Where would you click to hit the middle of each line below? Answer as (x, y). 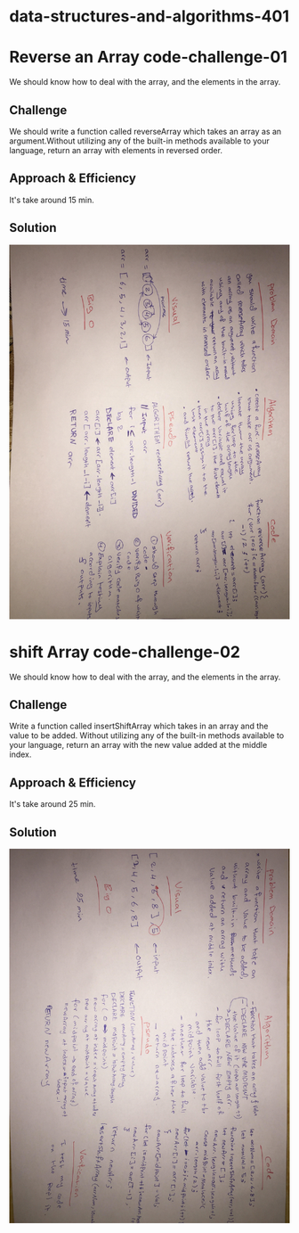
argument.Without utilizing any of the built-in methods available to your (139, 141)
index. (20, 754)
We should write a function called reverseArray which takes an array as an (145, 131)
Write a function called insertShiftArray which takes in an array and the (139, 726)
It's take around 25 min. (53, 804)
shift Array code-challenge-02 (125, 652)
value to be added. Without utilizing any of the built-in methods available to (147, 736)
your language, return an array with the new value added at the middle (138, 745)
